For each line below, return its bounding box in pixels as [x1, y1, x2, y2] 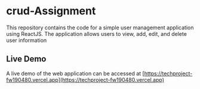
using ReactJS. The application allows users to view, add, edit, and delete [6, 30, 187, 37]
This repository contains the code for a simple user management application [6, 24, 194, 31]
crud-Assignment [6, 4, 96, 18]
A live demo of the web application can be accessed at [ [6, 70, 144, 77]
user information [6, 36, 47, 44]
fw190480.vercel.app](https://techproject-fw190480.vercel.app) [6, 76, 165, 83]
